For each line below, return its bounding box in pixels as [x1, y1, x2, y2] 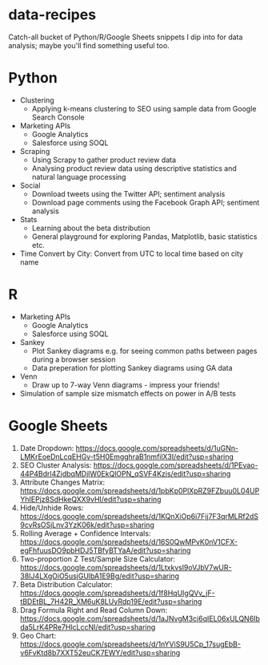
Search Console [31, 112, 86, 122]
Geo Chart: [19, 631, 57, 640]
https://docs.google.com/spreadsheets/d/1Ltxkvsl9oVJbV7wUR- [19, 562, 232, 572]
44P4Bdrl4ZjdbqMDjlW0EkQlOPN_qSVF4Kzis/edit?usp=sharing [19, 468, 231, 478]
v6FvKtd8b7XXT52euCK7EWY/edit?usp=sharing [19, 647, 181, 657]
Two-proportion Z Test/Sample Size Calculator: [19, 553, 176, 563]
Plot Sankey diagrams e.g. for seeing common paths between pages [31, 346, 258, 355]
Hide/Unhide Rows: [19, 503, 84, 513]
